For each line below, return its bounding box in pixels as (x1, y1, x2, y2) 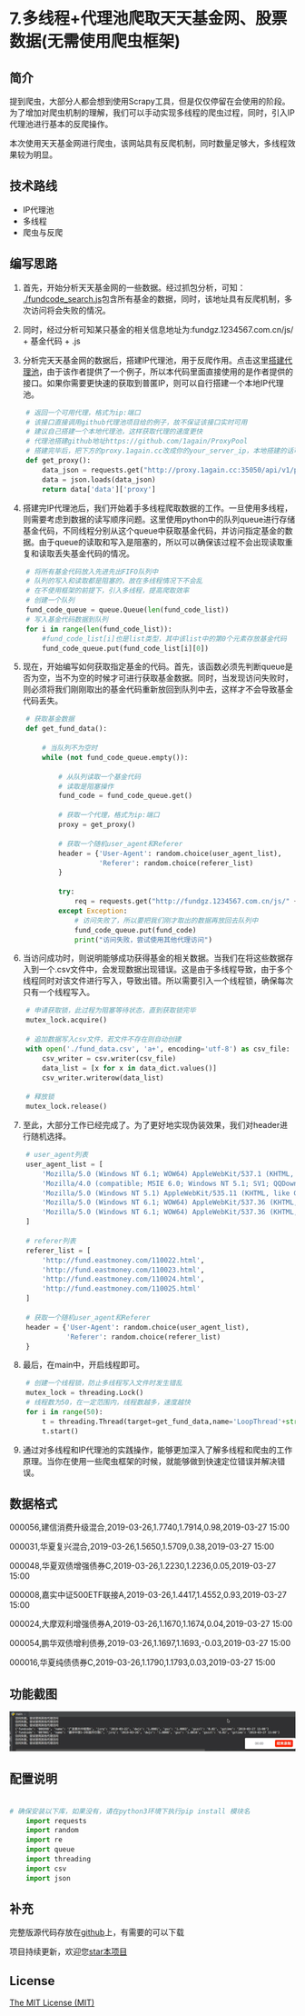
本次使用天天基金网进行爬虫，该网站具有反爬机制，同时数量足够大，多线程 (9, 138, 288, 148)
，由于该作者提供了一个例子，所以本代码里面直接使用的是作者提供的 (38, 365, 293, 377)
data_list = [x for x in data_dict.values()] (42, 1063, 218, 1073)
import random (25, 1826, 79, 1835)
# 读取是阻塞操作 (57, 782, 114, 791)
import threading (25, 1855, 92, 1864)
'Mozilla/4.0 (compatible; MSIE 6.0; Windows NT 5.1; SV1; (42, 1179, 271, 1188)
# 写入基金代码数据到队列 (25, 614, 109, 624)
